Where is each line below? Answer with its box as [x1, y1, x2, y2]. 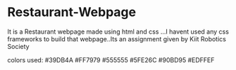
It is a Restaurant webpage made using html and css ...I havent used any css [7, 27, 229, 36]
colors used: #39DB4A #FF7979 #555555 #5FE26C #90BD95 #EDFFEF [7, 55, 215, 64]
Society [7, 42, 30, 50]
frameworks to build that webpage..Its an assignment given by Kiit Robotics [7, 34, 227, 43]
